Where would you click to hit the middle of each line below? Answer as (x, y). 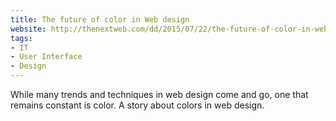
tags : (21, 38)
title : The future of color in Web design (100, 19)
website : (28, 29)
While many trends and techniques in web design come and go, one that (159, 94)
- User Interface (46, 57)
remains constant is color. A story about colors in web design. (137, 105)
